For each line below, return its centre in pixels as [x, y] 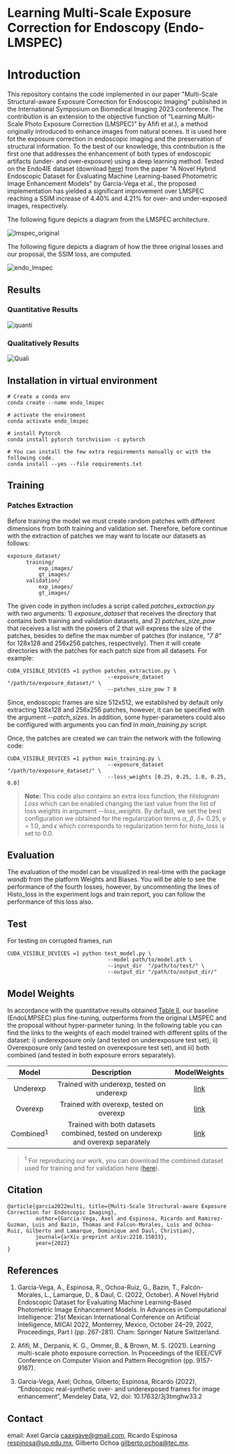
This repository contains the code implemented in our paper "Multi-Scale [113, 94]
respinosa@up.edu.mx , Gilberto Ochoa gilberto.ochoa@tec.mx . [99, 1443]
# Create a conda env [39, 396]
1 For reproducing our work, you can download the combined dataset [124, 1160]
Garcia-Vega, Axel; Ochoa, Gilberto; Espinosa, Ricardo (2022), [107, 1382]
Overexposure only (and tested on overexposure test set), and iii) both [108, 1048]
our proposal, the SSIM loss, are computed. [70, 254]
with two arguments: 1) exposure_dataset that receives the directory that [112, 613]
